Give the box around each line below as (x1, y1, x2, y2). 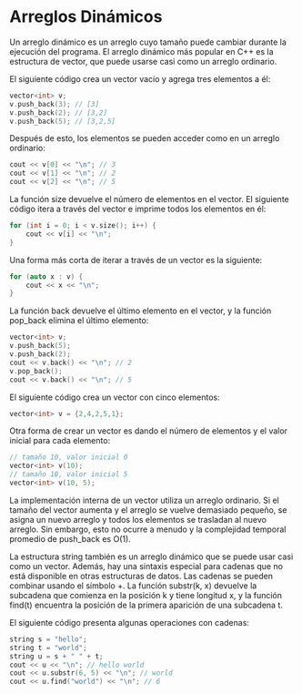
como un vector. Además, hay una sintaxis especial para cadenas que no (9, 560, 284, 571)
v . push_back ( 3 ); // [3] (9, 99, 100, 108)
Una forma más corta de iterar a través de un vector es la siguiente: (9, 254, 263, 265)
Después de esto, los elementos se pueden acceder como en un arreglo (9, 133, 280, 144)
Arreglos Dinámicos (9, 6, 163, 27)
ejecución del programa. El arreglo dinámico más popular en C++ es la (9, 46, 275, 56)
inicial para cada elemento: (9, 435, 111, 446)
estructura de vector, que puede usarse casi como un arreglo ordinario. (9, 56, 277, 66)
